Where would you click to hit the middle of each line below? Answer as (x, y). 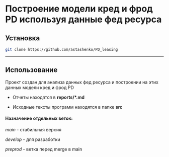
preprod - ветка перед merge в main (44, 149)
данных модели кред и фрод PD (40, 87)
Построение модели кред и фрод (79, 9)
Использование (31, 70)
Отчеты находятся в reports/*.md (48, 97)
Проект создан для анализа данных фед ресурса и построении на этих (82, 82)
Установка (23, 38)
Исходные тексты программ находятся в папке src (67, 107)
